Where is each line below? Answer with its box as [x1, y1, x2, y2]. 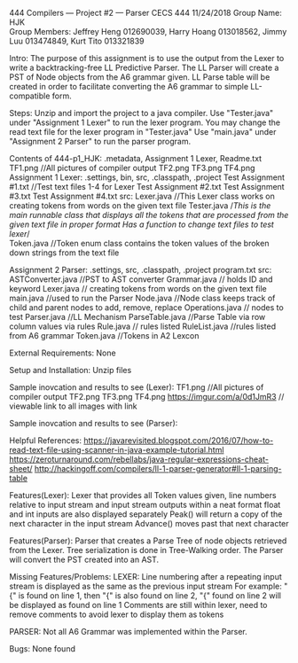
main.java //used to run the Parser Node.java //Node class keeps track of [9, 292, 276, 303]
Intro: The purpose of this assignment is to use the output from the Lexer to [9, 53, 285, 63]
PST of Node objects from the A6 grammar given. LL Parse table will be [9, 72, 271, 82]
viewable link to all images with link [9, 401, 137, 411]
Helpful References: [9, 435, 82, 446]
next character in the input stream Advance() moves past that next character [9, 519, 290, 528]
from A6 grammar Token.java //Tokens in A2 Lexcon [9, 331, 200, 340]
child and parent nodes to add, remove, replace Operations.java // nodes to [9, 302, 284, 313]
